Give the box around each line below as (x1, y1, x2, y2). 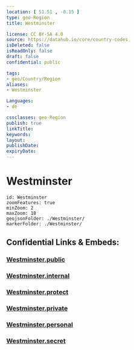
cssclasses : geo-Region (6, 114, 66, 121)
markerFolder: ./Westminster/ (6, 220, 83, 227)
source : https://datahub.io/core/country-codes (6, 37, 129, 43)
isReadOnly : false (6, 48, 53, 54)
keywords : (6, 131, 31, 137)
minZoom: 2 (6, 205, 34, 211)
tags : (6, 70, 20, 76)
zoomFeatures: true (6, 199, 56, 206)
